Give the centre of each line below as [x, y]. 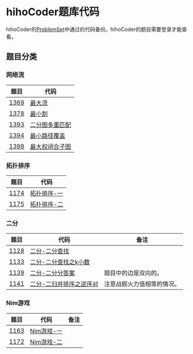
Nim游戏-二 [46, 342]
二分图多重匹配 [51, 124]
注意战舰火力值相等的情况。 [142, 284]
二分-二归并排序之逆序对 [64, 284]
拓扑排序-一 [46, 193]
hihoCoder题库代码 [53, 12]
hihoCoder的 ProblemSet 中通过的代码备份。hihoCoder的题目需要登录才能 [94, 29]
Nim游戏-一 [46, 331]
